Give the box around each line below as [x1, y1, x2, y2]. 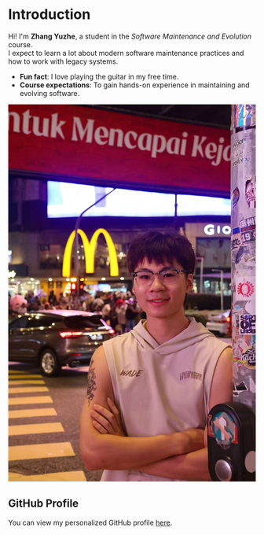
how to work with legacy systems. [8, 57, 119, 66]
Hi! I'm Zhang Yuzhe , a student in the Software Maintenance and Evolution [8, 31, 252, 41]
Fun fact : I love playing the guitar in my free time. [19, 72, 179, 81]
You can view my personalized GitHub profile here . [8, 518, 173, 527]
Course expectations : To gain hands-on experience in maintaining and [19, 80, 250, 90]
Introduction [8, 6, 91, 24]
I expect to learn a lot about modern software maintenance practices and [8, 48, 244, 57]
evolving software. [19, 88, 80, 98]
